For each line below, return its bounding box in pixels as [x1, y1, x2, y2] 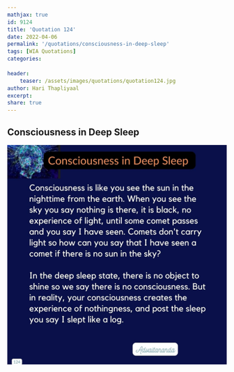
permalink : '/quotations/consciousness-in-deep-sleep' [7, 40, 170, 48]
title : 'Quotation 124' [7, 26, 77, 33]
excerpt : [7, 92, 33, 99]
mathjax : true [7, 11, 49, 18]
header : [7, 70, 30, 77]
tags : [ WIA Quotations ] [7, 48, 77, 55]
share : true [7, 100, 42, 107]
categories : [7, 56, 42, 63]
